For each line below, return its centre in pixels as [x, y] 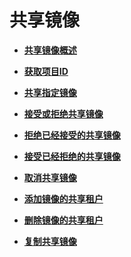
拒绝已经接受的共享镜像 [72, 135]
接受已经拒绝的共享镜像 [72, 156]
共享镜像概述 [50, 50]
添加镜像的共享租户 [63, 198]
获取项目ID [46, 71]
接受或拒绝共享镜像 [63, 113]
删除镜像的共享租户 [63, 220]
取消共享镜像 [50, 177]
